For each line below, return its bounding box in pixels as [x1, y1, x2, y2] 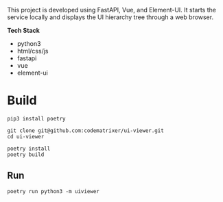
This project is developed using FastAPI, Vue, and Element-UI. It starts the [7, 6, 216, 14]
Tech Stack [7, 27, 40, 34]
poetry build [7, 151, 45, 158]
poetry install [7, 145, 51, 152]
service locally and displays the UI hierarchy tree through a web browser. [7, 13, 214, 21]
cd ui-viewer [7, 133, 45, 140]
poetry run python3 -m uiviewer [7, 188, 99, 194]
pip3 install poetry [7, 115, 67, 122]
